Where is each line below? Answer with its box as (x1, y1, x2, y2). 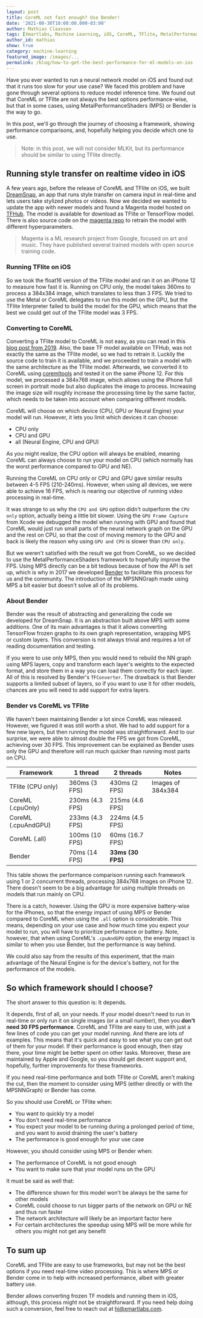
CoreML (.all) (9, 834, 47, 843)
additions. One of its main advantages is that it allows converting (6, 623, 167, 631)
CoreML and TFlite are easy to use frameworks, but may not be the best (6, 1261, 185, 1268)
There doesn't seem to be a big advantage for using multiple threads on (6, 884, 185, 891)
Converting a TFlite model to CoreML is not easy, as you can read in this (6, 337, 186, 345)
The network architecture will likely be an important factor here (14, 1215, 172, 1222)
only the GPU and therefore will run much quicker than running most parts (6, 747, 190, 755)
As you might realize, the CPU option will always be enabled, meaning (6, 450, 180, 457)
